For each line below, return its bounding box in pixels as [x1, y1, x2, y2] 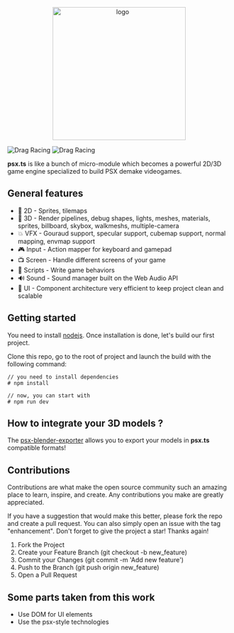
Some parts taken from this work [7, 591, 155, 603]
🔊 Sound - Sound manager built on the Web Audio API [17, 274, 179, 282]
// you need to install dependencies [7, 373, 119, 381]
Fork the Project [17, 541, 65, 549]
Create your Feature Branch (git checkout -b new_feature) [17, 548, 188, 556]
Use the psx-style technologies [17, 617, 109, 627]
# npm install [7, 379, 50, 386]
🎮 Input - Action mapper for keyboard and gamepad [17, 245, 172, 253]
